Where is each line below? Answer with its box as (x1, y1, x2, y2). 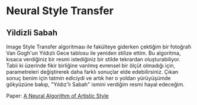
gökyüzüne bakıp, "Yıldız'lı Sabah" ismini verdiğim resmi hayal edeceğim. (6, 81, 185, 88)
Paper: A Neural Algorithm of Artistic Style (6, 93, 109, 99)
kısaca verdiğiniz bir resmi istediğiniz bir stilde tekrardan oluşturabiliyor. (6, 56, 180, 63)
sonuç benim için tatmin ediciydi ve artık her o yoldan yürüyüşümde (6, 75, 171, 81)
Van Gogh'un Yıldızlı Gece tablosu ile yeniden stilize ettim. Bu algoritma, (6, 50, 181, 57)
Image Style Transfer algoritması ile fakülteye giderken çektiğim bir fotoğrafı (6, 43, 192, 50)
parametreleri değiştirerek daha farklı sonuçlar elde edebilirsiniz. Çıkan (6, 68, 179, 75)
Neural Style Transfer (6, 4, 114, 18)
